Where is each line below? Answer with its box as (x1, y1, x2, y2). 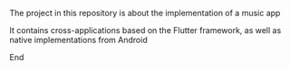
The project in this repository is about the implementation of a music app (9, 8, 281, 18)
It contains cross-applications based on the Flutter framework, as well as (9, 25, 282, 35)
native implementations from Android (9, 35, 148, 45)
